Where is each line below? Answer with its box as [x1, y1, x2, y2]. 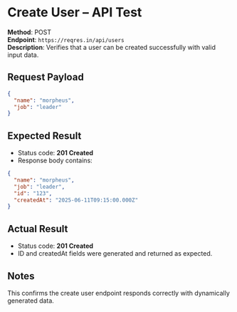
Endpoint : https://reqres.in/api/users [7, 35, 125, 43]
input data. [7, 51, 39, 59]
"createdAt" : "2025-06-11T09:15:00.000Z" [14, 197, 139, 204]
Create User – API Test [7, 4, 142, 21]
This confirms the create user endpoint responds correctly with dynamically [7, 288, 230, 297]
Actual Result [7, 222, 68, 235]
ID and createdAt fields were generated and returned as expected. [17, 249, 213, 258]
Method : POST [7, 28, 52, 36]
